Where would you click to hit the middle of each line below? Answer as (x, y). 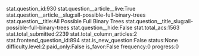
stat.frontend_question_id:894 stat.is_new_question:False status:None (92, 40)
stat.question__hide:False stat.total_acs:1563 (125, 27)
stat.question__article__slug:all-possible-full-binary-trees (76, 15)
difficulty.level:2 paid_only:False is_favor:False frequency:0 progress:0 (92, 46)
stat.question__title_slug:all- (159, 21)
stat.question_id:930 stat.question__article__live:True (71, 9)
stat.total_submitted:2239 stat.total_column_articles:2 (72, 34)
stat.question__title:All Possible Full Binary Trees (65, 21)
